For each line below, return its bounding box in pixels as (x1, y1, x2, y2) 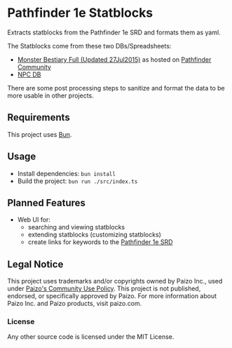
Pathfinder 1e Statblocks (7, 5, 153, 21)
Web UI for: (17, 215, 51, 224)
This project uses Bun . (7, 130, 72, 138)
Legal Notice (7, 258, 64, 270)
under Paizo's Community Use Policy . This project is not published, (7, 284, 201, 293)
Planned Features (7, 196, 86, 208)
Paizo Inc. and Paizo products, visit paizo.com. (7, 300, 142, 308)
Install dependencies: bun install (17, 169, 116, 178)
